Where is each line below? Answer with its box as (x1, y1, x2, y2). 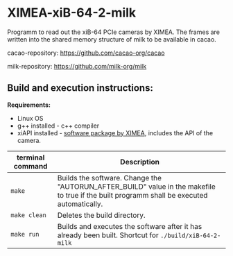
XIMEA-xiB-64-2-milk (7, 5, 137, 21)
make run (10, 230, 40, 238)
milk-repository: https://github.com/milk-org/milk (7, 62, 147, 70)
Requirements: (7, 101, 51, 109)
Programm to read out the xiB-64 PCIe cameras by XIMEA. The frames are (7, 28, 221, 36)
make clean (10, 211, 46, 219)
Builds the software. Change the (57, 173, 162, 182)
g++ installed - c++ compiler (17, 121, 100, 130)
